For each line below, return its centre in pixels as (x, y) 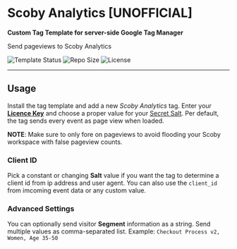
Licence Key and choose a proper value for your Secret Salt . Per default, (113, 113)
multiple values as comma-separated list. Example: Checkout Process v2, (114, 231)
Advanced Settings (41, 208)
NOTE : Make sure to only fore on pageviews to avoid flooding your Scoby (114, 134)
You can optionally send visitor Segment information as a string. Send (109, 224)
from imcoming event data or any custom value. (77, 190)
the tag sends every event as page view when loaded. (86, 121)
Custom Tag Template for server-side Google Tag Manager (95, 32)
